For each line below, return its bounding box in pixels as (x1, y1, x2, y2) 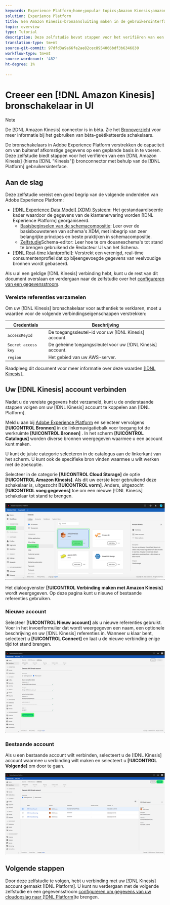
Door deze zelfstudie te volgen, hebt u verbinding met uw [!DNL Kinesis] (5, 878, 156, 884)
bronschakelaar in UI (5, 100, 94, 111)
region (7, 355, 21, 360)
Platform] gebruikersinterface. (5, 164, 68, 170)
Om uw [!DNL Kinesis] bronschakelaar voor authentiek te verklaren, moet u (5, 305, 162, 311)
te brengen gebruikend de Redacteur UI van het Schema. (20, 245, 139, 250)
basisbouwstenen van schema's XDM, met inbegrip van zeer (20, 228, 147, 234)
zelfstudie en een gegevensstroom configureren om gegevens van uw (5, 888, 152, 894)
